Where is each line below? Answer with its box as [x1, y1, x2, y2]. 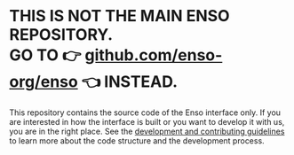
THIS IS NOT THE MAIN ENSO [9, 6, 230, 27]
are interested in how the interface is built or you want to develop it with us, [9, 116, 285, 127]
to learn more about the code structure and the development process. [9, 135, 265, 146]
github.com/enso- [84, 45, 223, 66]
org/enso [9, 72, 78, 92]
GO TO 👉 [9, 45, 82, 66]
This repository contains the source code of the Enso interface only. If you [9, 107, 282, 118]
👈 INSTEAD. [81, 72, 179, 92]
